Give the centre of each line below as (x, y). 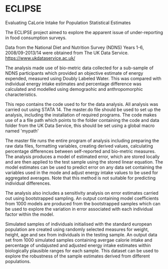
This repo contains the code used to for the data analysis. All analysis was (82, 104)
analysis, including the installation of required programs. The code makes (81, 115)
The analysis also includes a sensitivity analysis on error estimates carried (82, 193)
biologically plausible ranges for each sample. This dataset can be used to (82, 250)
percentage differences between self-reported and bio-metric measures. (80, 151)
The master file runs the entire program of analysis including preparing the (82, 141)
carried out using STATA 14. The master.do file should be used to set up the (83, 109)
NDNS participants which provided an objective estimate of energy (74, 73)
